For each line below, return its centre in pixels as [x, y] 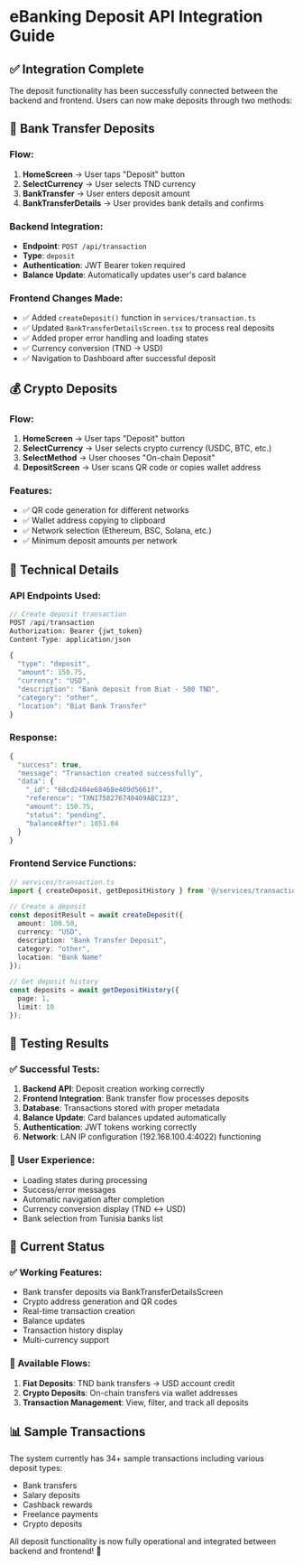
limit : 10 [36, 1007]
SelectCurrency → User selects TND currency [109, 183]
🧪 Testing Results [60, 1043]
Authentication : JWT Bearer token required [104, 265]
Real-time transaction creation [78, 1311]
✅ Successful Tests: [55, 1069]
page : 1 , [34, 999]
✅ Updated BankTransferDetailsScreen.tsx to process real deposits [148, 328]
